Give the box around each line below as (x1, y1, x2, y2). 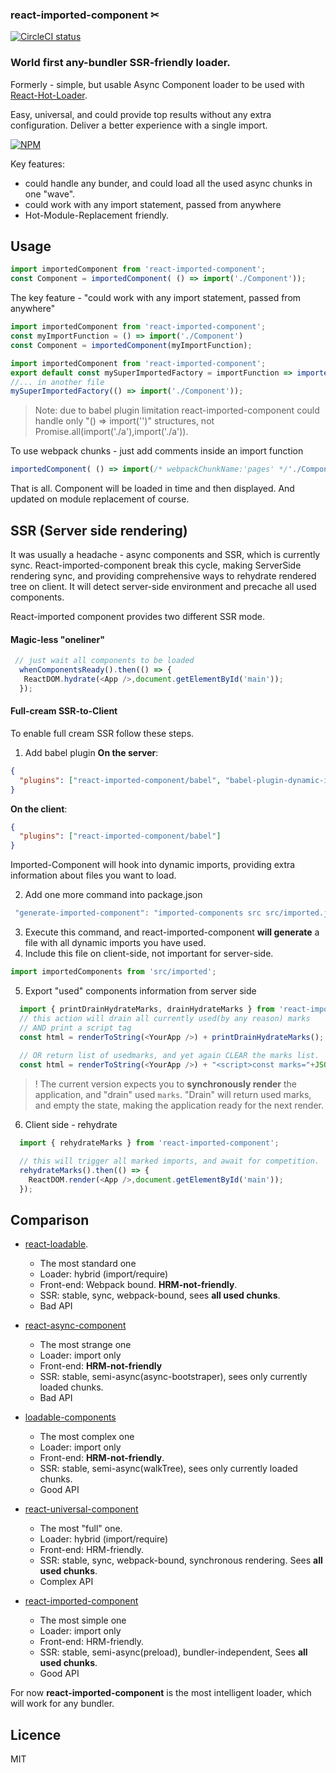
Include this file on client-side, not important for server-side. (24, 948, 274, 959)
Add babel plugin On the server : (24, 746, 159, 758)
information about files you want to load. (10, 869, 177, 882)
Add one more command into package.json (24, 889, 203, 901)
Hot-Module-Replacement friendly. (24, 209, 170, 221)
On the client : (10, 803, 68, 815)
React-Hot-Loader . (10, 89, 88, 101)
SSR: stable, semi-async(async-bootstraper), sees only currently (39, 1371, 308, 1383)
